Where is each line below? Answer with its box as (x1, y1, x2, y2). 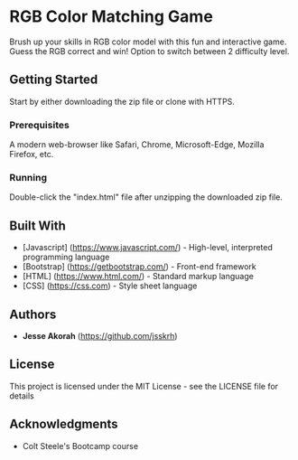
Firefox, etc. (9, 149, 54, 160)
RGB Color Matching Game (9, 6, 214, 27)
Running (9, 171, 48, 183)
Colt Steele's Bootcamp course (22, 440, 138, 451)
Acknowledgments (9, 417, 119, 432)
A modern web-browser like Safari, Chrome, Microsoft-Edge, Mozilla (9, 139, 265, 150)
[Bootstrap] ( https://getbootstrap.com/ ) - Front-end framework (22, 261, 256, 272)
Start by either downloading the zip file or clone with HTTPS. (9, 96, 235, 107)
